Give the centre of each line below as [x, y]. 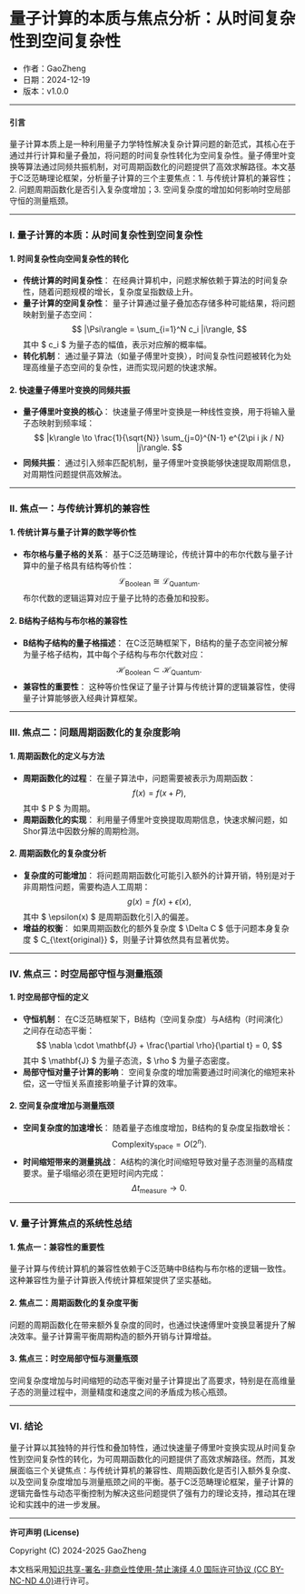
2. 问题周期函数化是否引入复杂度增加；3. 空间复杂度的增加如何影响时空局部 [150, 190]
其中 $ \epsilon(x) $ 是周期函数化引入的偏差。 [108, 917]
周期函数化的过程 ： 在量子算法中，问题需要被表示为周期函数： [139, 777]
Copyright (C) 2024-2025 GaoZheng [78, 1550]
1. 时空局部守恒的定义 [49, 998]
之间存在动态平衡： [59, 1030]
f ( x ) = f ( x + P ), [159, 793]
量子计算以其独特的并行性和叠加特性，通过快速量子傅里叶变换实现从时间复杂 [152, 1448]
